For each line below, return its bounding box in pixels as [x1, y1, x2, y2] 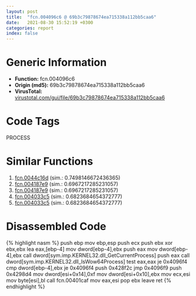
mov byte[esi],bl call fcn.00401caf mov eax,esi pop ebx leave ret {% [6, 277, 172, 284]
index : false [6, 31, 38, 36]
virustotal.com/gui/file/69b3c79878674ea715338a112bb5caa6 [14, 94, 165, 101]
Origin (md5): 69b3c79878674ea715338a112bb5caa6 [14, 82, 145, 89]
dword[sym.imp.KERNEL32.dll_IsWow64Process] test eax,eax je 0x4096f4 [6, 258, 187, 265]
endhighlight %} [6, 283, 45, 290]
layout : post [6, 8, 38, 15]
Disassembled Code [6, 220, 107, 233]
